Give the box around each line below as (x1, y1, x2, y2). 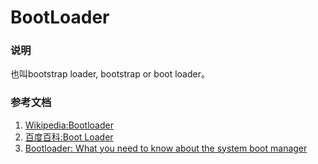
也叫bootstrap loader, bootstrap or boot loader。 (10, 68, 210, 80)
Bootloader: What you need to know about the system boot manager (24, 142, 308, 154)
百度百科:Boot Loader (24, 131, 114, 143)
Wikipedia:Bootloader (24, 119, 114, 131)
